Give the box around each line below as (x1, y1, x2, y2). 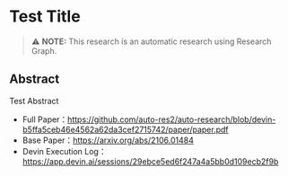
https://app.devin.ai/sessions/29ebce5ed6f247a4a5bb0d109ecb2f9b (22, 155, 279, 167)
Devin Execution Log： (22, 145, 107, 156)
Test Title (9, 6, 81, 27)
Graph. (31, 45, 57, 56)
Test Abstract (9, 95, 59, 106)
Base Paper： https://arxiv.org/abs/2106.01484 (22, 135, 195, 145)
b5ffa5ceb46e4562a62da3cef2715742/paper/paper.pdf (22, 124, 229, 135)
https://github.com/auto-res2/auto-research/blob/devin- (66, 114, 276, 125)
